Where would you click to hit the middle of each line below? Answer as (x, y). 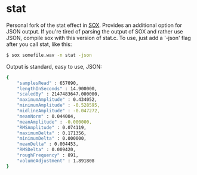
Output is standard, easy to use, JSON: (54, 66)
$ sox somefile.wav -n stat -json (49, 55)
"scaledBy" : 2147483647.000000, (59, 94)
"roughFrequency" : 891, (48, 155)
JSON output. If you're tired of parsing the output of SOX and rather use (95, 31)
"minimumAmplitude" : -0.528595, (59, 105)
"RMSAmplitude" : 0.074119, (52, 127)
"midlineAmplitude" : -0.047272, (59, 111)
